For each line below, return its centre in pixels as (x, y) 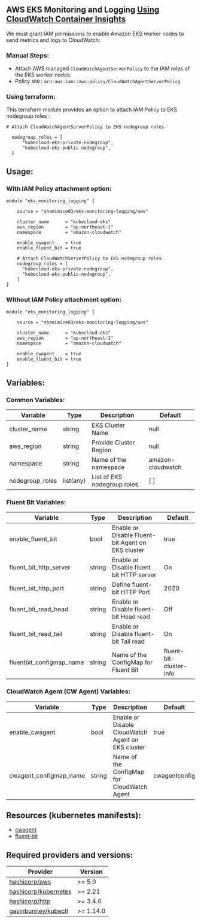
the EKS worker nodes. (43, 75)
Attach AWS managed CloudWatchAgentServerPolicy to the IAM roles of (102, 69)
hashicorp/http (30, 901)
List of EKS (107, 477)
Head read (135, 617)
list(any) (74, 481)
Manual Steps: (28, 55)
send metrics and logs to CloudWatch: (53, 40)
